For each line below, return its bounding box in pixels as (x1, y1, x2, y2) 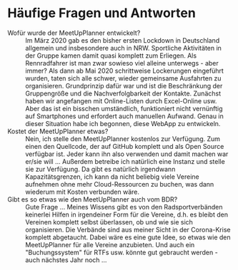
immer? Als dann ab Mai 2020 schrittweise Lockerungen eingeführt (25, 66, 224, 75)
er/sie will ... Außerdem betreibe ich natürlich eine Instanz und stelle (25, 157, 225, 165)
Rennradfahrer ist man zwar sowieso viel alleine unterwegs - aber (25, 58, 219, 67)
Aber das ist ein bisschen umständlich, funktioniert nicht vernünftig (25, 104, 223, 113)
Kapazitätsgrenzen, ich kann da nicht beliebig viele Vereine (25, 172, 199, 181)
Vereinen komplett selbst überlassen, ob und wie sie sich (25, 217, 193, 226)
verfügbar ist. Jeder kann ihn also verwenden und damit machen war (25, 150, 229, 158)
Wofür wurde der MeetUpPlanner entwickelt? (7, 28, 141, 37)
